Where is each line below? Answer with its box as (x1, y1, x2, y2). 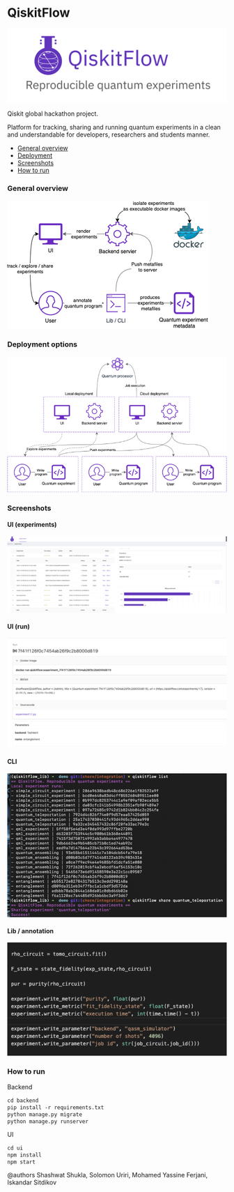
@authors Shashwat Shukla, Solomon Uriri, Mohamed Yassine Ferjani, (7, 1170, 208, 1179)
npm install (7, 1152, 42, 1159)
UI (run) (7, 622, 30, 630)
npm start (7, 1159, 36, 1166)
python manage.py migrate (7, 1110, 82, 1118)
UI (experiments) (7, 521, 57, 529)
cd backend (7, 1097, 39, 1104)
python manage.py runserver (7, 1117, 89, 1125)
